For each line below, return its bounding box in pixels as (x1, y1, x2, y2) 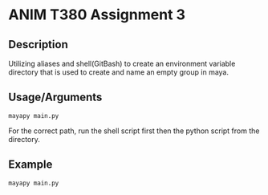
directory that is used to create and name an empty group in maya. (8, 67, 229, 77)
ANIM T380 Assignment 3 (8, 6, 186, 24)
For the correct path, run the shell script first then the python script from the (8, 126, 260, 136)
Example (8, 158, 53, 172)
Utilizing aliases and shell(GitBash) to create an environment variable (8, 59, 236, 68)
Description (8, 38, 68, 51)
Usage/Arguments (8, 91, 103, 104)
